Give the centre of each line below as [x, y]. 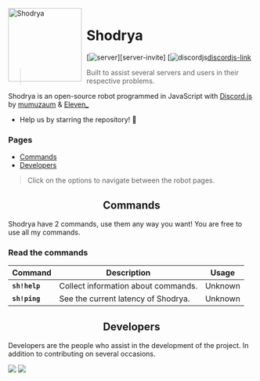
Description [128, 273]
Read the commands [48, 252]
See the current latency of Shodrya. [125, 299]
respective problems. [121, 81]
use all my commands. [44, 232]
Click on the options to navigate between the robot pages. [121, 180]
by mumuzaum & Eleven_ [49, 104]
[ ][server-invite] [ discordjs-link [169, 57]
